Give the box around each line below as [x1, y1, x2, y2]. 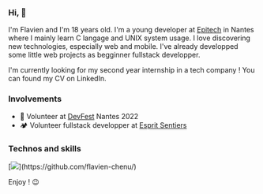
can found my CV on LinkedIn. [8, 74, 107, 84]
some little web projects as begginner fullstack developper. [8, 50, 201, 60]
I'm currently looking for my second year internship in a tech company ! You [8, 65, 255, 75]
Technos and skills [8, 143, 81, 154]
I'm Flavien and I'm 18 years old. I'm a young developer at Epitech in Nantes [8, 25, 254, 35]
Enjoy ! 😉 [8, 177, 39, 186]
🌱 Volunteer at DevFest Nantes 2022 [19, 111, 139, 121]
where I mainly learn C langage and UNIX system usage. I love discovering [8, 33, 251, 43]
